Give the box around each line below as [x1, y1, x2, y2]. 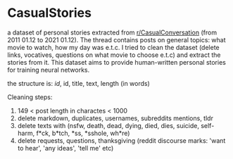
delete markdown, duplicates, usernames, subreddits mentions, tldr [17, 114, 213, 122]
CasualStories [7, 5, 92, 21]
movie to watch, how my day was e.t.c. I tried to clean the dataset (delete [7, 43, 220, 51]
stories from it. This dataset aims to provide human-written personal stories [7, 58, 227, 66]
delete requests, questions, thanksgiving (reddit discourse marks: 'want [17, 136, 226, 145]
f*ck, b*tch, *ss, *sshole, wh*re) [36, 129, 130, 137]
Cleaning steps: [7, 93, 53, 101]
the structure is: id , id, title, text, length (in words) [7, 79, 150, 87]
